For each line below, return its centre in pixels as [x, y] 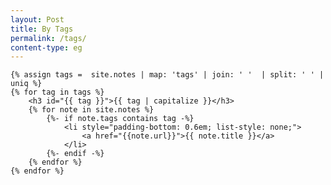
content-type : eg [46, 47]
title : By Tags [42, 29]
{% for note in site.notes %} [91, 110]
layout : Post [37, 19]
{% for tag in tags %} [57, 92]
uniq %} [26, 84]
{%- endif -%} [75, 154]
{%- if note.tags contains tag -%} [120, 119]
